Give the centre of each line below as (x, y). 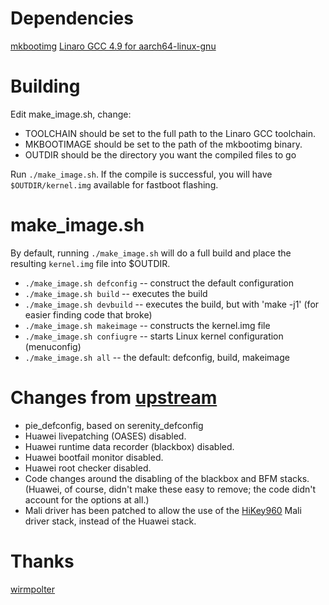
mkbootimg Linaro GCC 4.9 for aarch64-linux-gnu (113, 46)
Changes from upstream (114, 398)
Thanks (42, 561)
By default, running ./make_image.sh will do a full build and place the (151, 253)
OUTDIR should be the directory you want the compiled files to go (160, 154)
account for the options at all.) (87, 499)
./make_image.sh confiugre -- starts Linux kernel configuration (154, 336)
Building (45, 86)
